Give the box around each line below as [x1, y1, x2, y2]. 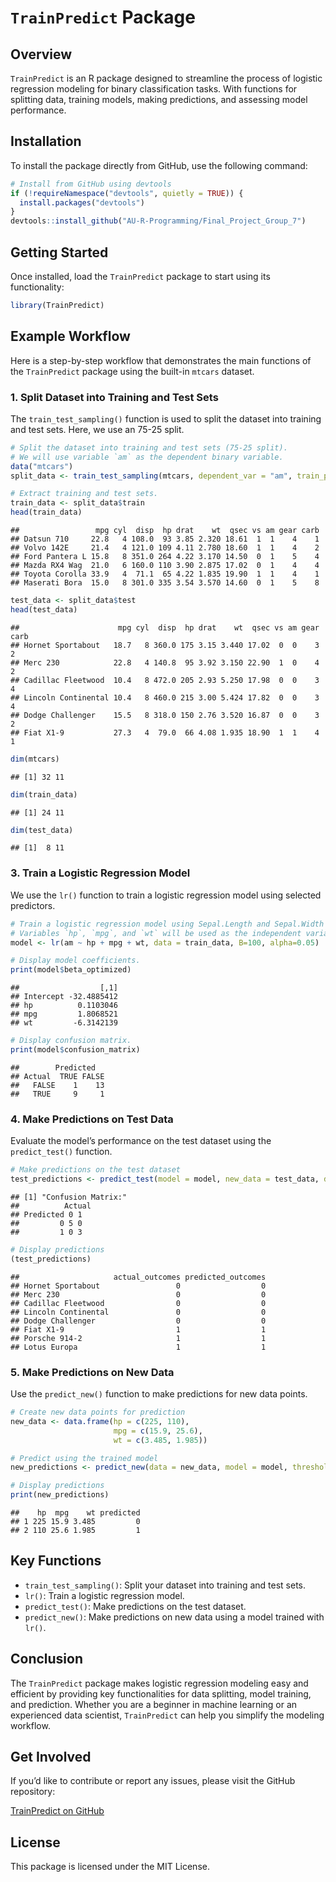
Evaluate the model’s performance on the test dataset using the [10, 1135, 272, 1147]
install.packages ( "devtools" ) [19, 197, 145, 208]
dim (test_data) [10, 825, 74, 835]
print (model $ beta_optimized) [10, 965, 132, 975]
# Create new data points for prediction [10, 1407, 186, 1417]
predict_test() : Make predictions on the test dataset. [24, 1600, 247, 1612]
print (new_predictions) [10, 1490, 110, 1500]
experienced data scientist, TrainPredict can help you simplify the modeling [10, 1709, 325, 1721]
